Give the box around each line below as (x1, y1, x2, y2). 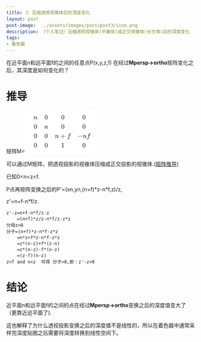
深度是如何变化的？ (22, 66, 69, 74)
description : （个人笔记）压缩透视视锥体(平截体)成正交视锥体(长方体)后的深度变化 (6, 29, 190, 35)
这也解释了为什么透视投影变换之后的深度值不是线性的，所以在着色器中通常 (6, 322, 190, 329)
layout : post (6, 16, 39, 22)
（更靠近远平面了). (6, 309, 52, 316)
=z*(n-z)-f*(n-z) (17, 246, 60, 252)
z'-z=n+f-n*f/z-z (6, 210, 50, 216)
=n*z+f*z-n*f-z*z (17, 234, 60, 240)
